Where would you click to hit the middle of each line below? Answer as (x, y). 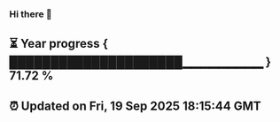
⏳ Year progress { (59, 44)
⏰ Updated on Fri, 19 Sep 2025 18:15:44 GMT (135, 106)
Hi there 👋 (31, 14)
